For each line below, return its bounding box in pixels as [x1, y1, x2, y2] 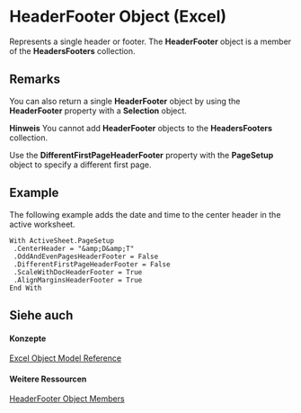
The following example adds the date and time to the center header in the [9, 209, 281, 220]
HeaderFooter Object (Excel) [9, 6, 227, 27]
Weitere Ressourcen [9, 373, 87, 384]
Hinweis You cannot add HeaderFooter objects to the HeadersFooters [9, 122, 272, 133]
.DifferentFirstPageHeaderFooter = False [13, 259, 171, 269]
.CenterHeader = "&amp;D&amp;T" [13, 244, 135, 253]
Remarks [9, 72, 61, 87]
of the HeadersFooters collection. [9, 45, 137, 56]
